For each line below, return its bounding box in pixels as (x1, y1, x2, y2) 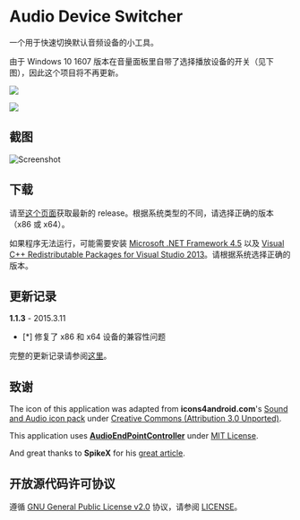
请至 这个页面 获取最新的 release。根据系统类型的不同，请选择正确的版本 (9, 208, 275, 218)
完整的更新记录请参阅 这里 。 (9, 351, 112, 362)
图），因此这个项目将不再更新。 (9, 67, 124, 78)
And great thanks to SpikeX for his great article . (9, 448, 185, 458)
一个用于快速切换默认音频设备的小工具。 (9, 37, 159, 47)
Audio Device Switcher (9, 6, 184, 27)
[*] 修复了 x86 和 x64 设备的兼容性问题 (21, 331, 167, 342)
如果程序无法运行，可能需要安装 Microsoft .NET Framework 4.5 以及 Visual (9, 237, 285, 248)
